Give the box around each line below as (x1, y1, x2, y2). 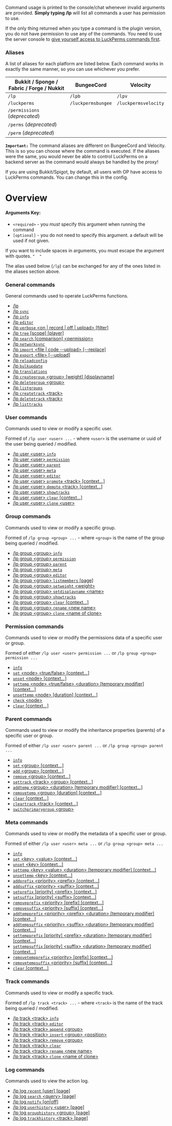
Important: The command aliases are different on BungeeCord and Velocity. (5, 142, 166, 149)
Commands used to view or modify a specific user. (5, 426, 113, 432)
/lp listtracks (12, 401, 43, 407)
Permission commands (5, 623, 64, 630)
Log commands (5, 1066, 45, 1073)
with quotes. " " (5, 253, 42, 259)
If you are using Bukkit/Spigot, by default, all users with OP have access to (5, 169, 162, 175)
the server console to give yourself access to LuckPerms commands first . (5, 36, 161, 42)
